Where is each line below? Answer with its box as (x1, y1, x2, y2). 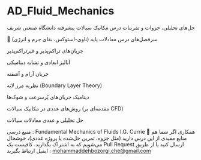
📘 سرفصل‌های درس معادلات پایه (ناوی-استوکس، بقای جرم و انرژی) (7, 35, 158, 42)
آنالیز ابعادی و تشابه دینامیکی (7, 59, 71, 66)
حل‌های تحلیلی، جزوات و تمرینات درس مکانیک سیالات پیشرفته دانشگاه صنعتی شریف (7, 24, 195, 31)
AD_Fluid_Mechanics (7, 4, 115, 18)
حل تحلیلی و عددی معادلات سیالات (7, 116, 83, 124)
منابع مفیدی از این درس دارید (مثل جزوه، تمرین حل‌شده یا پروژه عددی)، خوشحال (7, 134, 187, 141)
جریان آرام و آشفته (7, 70, 49, 77)
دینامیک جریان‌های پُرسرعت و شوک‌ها (7, 93, 89, 100)
